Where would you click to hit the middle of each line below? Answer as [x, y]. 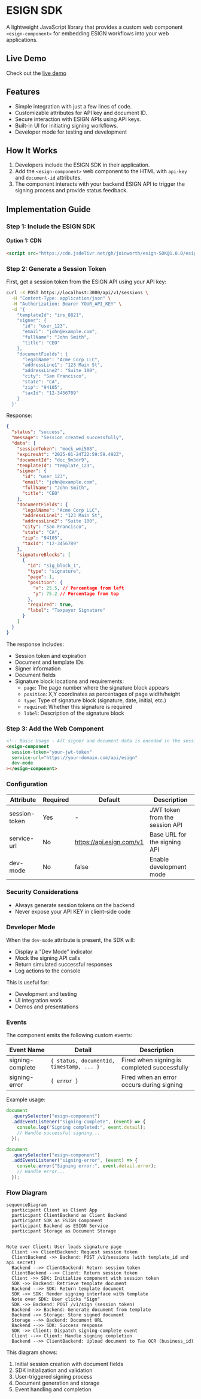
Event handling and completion [53, 1389]
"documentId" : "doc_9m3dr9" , [53, 460]
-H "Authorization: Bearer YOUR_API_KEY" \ [66, 304]
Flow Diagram [27, 1192]
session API [166, 824]
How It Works [32, 150]
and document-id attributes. [48, 178]
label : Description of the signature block [74, 713]
